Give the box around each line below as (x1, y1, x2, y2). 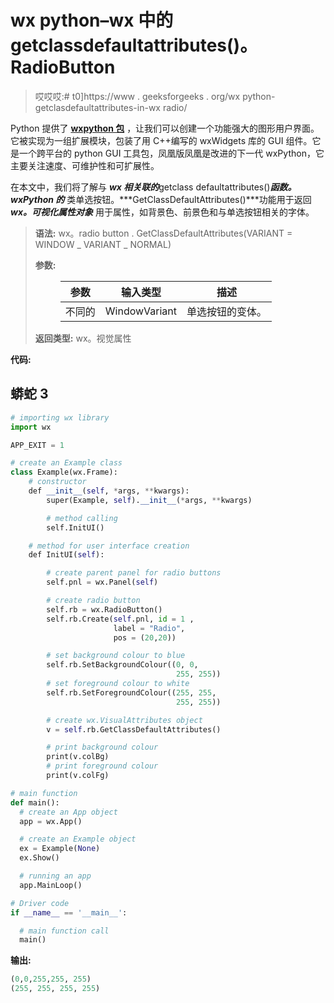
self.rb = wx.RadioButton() (46, 604, 163, 615)
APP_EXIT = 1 (10, 440, 65, 450)
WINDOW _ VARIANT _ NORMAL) (34, 238, 172, 250)
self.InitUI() (46, 522, 105, 533)
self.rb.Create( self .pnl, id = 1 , (46, 614, 195, 624)
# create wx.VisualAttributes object (46, 715, 203, 725)
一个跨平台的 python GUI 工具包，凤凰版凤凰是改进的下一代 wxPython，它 (18, 147, 325, 159)
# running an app (19, 871, 92, 881)
